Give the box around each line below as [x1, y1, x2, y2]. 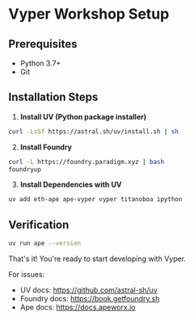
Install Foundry [19, 142, 73, 152]
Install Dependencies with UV [19, 179, 122, 190]
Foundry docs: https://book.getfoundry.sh [19, 294, 160, 303]
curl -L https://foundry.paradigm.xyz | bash [8, 158, 164, 166]
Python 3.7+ [19, 58, 61, 68]
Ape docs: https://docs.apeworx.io [19, 302, 136, 312]
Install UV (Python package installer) [19, 112, 147, 121]
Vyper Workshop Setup [8, 5, 170, 23]
